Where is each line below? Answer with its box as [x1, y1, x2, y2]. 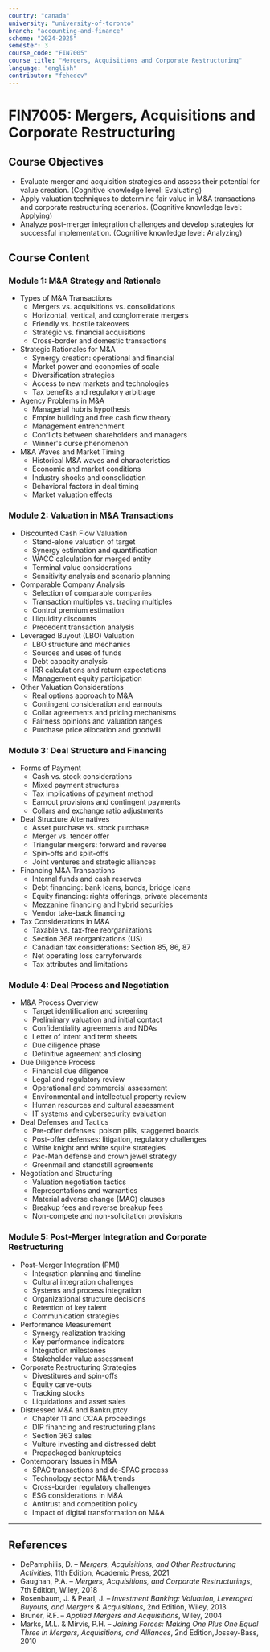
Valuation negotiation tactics [31, 1177, 127, 1187]
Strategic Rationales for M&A [19, 345, 116, 355]
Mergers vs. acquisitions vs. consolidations [31, 302, 175, 312]
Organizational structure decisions [31, 1293, 146, 1303]
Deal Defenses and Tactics [19, 1117, 109, 1127]
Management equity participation [31, 673, 142, 683]
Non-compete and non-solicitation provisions [31, 1211, 183, 1221]
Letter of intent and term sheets [31, 1032, 137, 1042]
